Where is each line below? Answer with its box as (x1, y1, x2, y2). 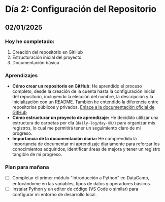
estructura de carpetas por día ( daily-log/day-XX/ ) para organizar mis (12, 120, 155, 126)
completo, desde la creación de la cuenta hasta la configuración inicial (12, 88, 156, 94)
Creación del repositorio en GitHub (12, 49, 83, 55)
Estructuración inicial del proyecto (12, 54, 82, 60)
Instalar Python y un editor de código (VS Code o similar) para (12, 186, 139, 192)
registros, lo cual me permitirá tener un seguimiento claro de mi (12, 125, 141, 131)
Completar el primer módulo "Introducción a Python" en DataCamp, (12, 175, 150, 181)
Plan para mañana (5, 164, 49, 171)
